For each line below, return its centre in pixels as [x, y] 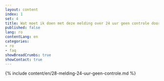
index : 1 [14, 14]
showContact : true [24, 60]
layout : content [21, 10]
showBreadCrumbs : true [28, 55]
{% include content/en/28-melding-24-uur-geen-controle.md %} [71, 73]
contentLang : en [21, 37]
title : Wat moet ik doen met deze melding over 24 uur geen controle [77, 23]
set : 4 [12, 19]
